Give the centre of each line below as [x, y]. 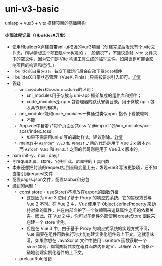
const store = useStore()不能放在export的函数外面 [69, 192]
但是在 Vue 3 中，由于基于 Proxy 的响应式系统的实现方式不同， [89, 228]
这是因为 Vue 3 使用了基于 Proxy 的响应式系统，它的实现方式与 [89, 198]
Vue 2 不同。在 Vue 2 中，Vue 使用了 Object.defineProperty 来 [89, 204]
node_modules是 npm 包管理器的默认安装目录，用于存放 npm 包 [90, 102]
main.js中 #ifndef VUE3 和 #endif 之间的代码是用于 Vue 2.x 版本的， [87, 143]
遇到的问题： [25, 186]
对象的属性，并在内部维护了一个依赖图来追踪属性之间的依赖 [90, 210]
